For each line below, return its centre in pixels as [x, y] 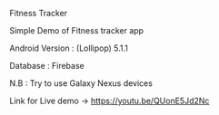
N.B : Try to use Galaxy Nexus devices [81, 83]
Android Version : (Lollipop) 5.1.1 [69, 48]
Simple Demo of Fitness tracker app [76, 30]
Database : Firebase [47, 66]
